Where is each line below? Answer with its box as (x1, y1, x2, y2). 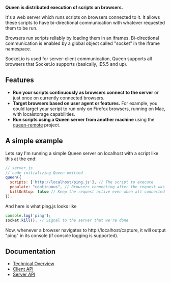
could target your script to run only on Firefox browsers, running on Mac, (12, 106, 166, 112)
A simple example (5, 137, 63, 145)
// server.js (5, 165, 33, 170)
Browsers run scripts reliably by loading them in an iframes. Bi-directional (5, 35, 159, 41)
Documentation (5, 247, 56, 255)
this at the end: (5, 156, 37, 162)
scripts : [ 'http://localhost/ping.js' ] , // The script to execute (10, 180, 154, 185)
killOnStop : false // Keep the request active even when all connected (10, 189, 165, 194)
